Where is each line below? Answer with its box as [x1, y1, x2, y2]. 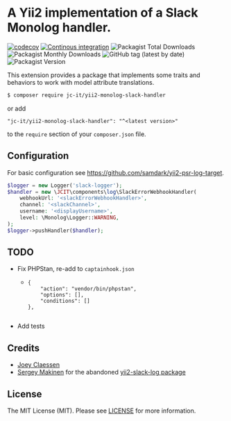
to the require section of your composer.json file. [7, 130, 147, 138]
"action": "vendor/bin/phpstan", [40, 286, 137, 292]
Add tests [17, 322, 45, 331]
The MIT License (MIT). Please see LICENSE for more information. [7, 406, 196, 415]
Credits [7, 342, 40, 354]
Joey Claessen [17, 361, 60, 369]
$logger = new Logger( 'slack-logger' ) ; [7, 182, 123, 189]
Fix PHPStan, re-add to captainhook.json [17, 265, 135, 273]
